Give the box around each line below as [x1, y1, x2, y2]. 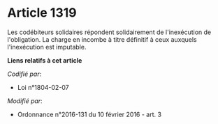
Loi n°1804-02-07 [17, 83, 70, 91]
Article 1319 [7, 5, 77, 21]
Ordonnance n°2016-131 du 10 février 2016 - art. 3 [17, 110, 162, 118]
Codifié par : [7, 70, 42, 78]
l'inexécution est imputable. [7, 42, 87, 51]
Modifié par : [7, 96, 43, 105]
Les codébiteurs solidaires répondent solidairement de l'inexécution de [7, 28, 212, 36]
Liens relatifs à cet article [7, 56, 82, 64]
